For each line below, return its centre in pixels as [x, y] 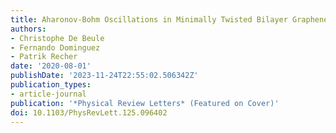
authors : [28, 29]
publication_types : [51, 85]
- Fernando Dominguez [55, 47]
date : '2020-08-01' [51, 66]
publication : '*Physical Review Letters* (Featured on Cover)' [145, 103]
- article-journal [48, 94]
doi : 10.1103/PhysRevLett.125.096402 [89, 112]
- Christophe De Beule [57, 38]
